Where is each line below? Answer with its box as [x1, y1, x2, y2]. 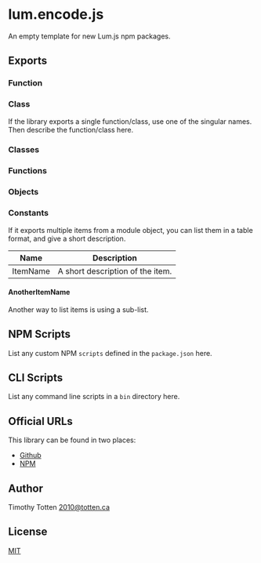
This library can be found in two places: [8, 435, 136, 445]
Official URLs [8, 414, 73, 428]
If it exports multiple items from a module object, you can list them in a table [8, 225, 253, 234]
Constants [8, 208, 49, 219]
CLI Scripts [8, 371, 63, 385]
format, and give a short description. [8, 234, 126, 243]
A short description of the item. [57, 265, 172, 276]
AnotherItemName [8, 288, 71, 297]
